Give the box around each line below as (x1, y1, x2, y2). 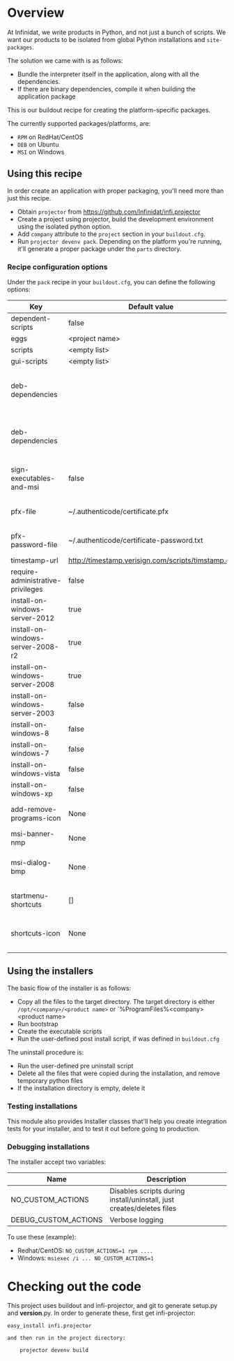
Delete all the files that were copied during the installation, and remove (17, 1069, 221, 1077)
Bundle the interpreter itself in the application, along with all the (17, 70, 200, 78)
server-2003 (10, 708, 54, 718)
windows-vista (10, 769, 61, 778)
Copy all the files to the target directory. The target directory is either (17, 997, 215, 1005)
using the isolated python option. (17, 222, 112, 231)
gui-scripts (10, 356, 48, 366)
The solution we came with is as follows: (7, 56, 123, 64)
